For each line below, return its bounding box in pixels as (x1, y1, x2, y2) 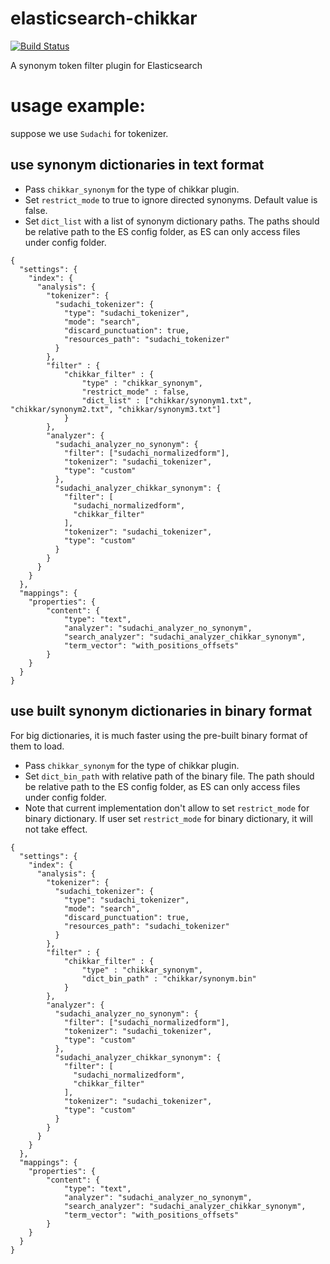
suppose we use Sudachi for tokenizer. (10, 127, 169, 139)
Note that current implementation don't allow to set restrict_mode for (24, 802, 310, 814)
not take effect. (24, 823, 88, 835)
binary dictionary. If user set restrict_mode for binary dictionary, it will (24, 812, 313, 824)
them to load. (10, 740, 65, 752)
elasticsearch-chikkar (10, 7, 198, 30)
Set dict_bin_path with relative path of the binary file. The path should (24, 770, 315, 782)
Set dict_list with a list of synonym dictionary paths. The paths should (24, 215, 320, 227)
